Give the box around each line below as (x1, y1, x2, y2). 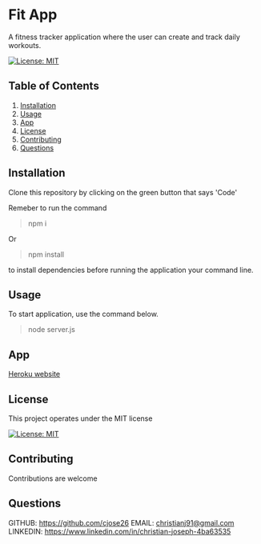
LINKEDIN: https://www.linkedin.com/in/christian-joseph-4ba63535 (8, 526, 231, 536)
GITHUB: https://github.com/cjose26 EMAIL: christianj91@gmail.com (8, 518, 235, 527)
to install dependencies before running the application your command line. (8, 265, 254, 274)
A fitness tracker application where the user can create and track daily (8, 32, 240, 42)
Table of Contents (8, 79, 100, 93)
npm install (27, 250, 65, 259)
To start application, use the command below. (8, 310, 159, 319)
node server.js (27, 325, 76, 334)
